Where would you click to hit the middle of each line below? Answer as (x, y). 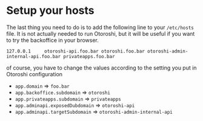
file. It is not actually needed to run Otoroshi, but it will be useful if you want (101, 33)
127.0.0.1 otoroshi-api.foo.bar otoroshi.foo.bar (76, 51)
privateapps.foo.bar (89, 56)
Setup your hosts (50, 11)
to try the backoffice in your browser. (52, 40)
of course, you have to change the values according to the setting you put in (101, 68)
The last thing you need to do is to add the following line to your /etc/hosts (100, 27)
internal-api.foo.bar (34, 56)
